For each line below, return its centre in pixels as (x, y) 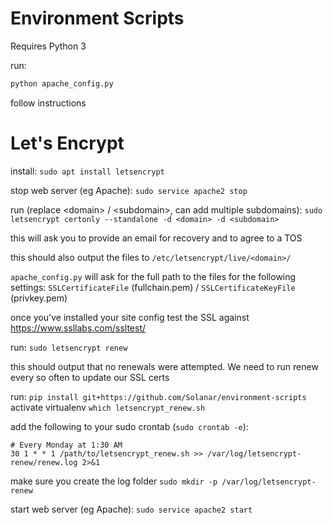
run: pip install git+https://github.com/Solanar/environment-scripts (158, 396)
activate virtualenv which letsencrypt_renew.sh (108, 407)
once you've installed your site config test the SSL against (130, 317)
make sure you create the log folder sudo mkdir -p (114, 481)
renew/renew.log (44, 462)
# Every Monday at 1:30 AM (66, 445)
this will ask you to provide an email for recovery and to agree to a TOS (156, 238)
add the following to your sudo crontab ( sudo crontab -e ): (129, 426)
